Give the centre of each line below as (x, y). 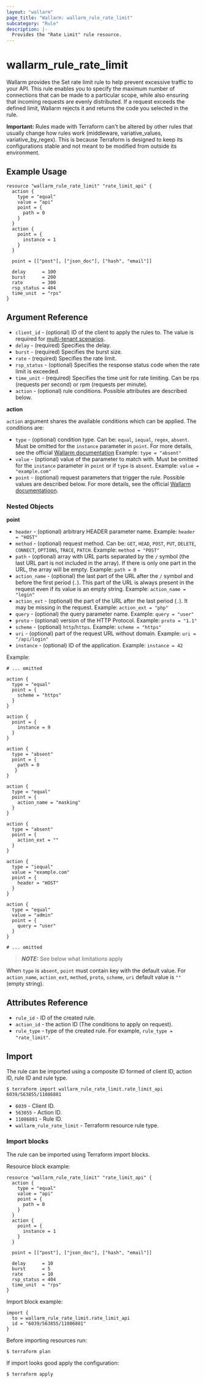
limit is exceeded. (37, 371)
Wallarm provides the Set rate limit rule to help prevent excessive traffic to (100, 82)
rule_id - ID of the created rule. (55, 1018)
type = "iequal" (32, 867)
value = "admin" (32, 915)
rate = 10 (32, 1274)
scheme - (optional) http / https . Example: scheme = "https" (88, 627)
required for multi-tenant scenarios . (60, 338)
